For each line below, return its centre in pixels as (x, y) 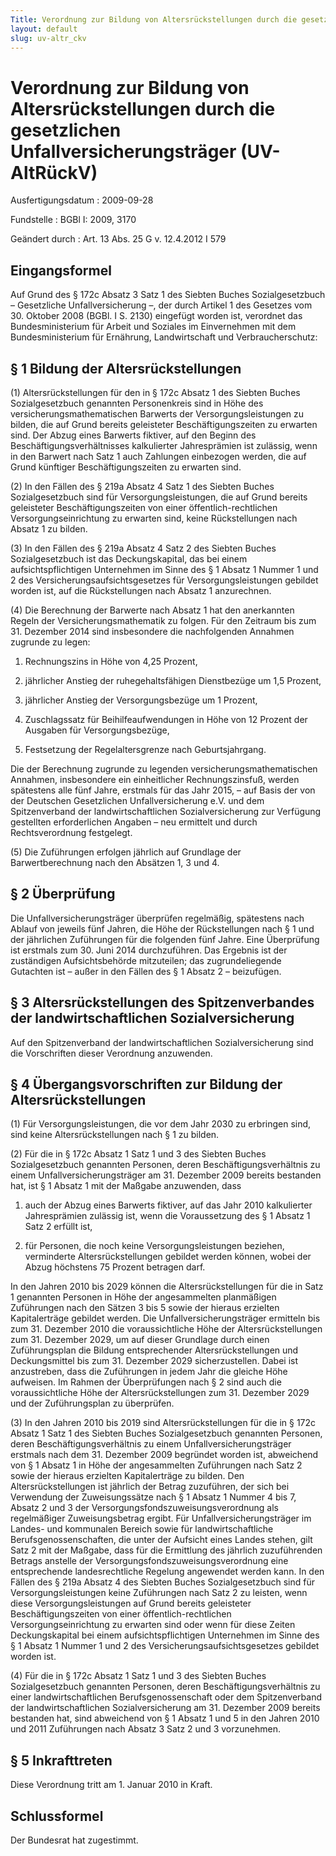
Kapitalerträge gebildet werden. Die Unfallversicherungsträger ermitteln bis (165, 1318)
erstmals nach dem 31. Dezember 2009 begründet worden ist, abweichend (164, 1455)
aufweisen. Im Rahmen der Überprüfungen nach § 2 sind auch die (146, 1382)
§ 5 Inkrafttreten (61, 1760)
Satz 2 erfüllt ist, (58, 1227)
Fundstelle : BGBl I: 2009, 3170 (73, 220)
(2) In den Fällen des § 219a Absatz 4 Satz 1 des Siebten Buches (142, 486)
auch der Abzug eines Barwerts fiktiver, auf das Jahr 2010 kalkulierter (168, 1205)
